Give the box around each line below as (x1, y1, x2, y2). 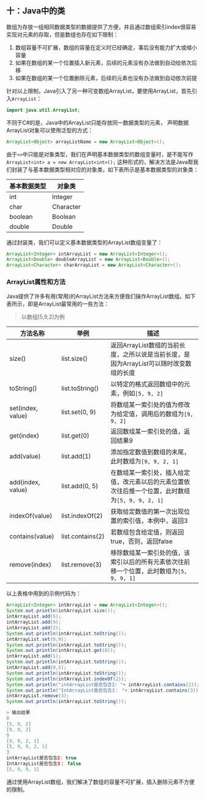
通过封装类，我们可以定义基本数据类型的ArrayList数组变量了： (6, 239, 163, 246)
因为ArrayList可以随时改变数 (110, 360, 192, 368)
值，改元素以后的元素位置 (110, 478, 184, 486)
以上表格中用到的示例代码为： (6, 590, 81, 597)
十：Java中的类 (6, 5, 65, 16)
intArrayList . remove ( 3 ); (6, 693, 70, 699)
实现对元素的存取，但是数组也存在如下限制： (6, 31, 119, 38)
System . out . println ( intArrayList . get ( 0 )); (6, 648, 116, 654)
